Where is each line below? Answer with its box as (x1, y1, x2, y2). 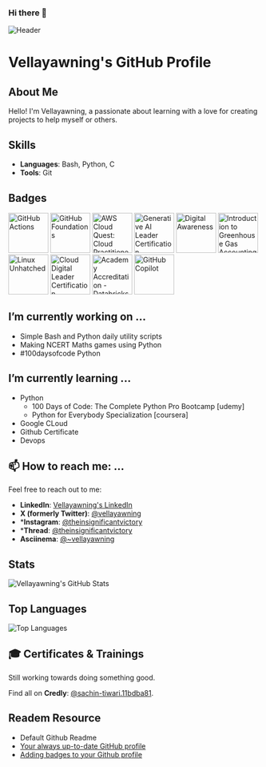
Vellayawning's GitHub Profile (8, 54, 212, 71)
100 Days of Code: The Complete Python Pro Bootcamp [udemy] (31, 401, 245, 411)
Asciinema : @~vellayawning (19, 534, 115, 544)
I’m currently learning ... (8, 371, 132, 385)
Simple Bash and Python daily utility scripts (19, 331, 162, 341)
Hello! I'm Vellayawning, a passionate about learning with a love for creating (8, 106, 258, 116)
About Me (8, 85, 58, 98)
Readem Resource (8, 712, 101, 725)
